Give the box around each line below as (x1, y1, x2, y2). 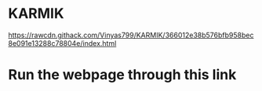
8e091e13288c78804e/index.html (8, 38, 117, 47)
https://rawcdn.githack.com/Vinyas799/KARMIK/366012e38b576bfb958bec (8, 30, 254, 40)
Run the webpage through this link (8, 66, 237, 84)
